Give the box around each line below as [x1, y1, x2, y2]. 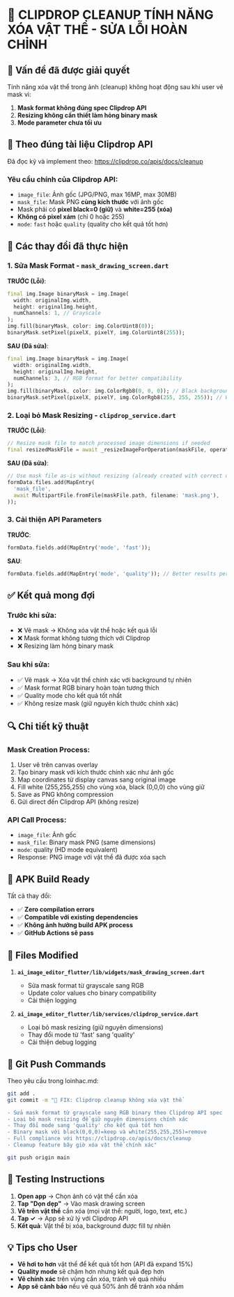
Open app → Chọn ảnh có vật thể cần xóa [17, 1192, 138, 1200]
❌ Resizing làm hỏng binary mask [17, 642, 114, 651]
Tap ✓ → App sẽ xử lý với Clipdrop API [17, 1214, 129, 1222]
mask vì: [7, 91, 31, 98]
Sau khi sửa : [7, 660, 50, 669]
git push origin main [7, 1154, 70, 1161]
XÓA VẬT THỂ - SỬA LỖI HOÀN [7, 22, 188, 38]
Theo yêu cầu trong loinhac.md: [7, 1076, 99, 1085]
